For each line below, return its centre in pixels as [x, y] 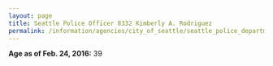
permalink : [27, 31]
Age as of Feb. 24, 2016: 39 [56, 54]
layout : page [30, 16]
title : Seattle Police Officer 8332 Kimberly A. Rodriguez [110, 23]
